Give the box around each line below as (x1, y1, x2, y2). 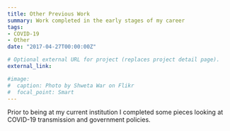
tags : (7, 23, 23, 30)
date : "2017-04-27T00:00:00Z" (7, 43, 97, 50)
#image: (7, 75, 30, 82)
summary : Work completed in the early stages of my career (7, 17, 185, 24)
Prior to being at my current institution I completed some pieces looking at (7, 108, 224, 117)
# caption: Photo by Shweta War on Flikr (7, 82, 134, 89)
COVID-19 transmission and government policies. (7, 115, 151, 124)
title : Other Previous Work (7, 10, 91, 18)
